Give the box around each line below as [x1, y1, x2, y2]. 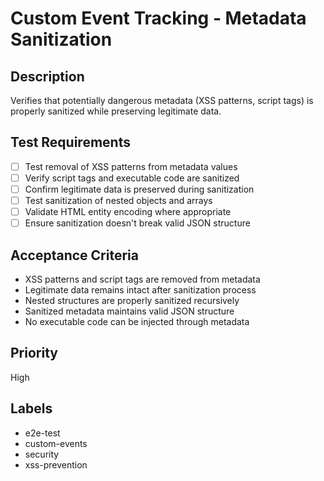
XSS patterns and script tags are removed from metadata [24, 273, 261, 285]
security [24, 448, 60, 460]
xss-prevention [24, 458, 88, 471]
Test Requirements [10, 134, 131, 151]
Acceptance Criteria [10, 247, 139, 264]
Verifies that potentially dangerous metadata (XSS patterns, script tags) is [10, 95, 314, 106]
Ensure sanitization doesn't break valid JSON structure [24, 217, 251, 229]
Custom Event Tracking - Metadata [10, 7, 307, 30]
